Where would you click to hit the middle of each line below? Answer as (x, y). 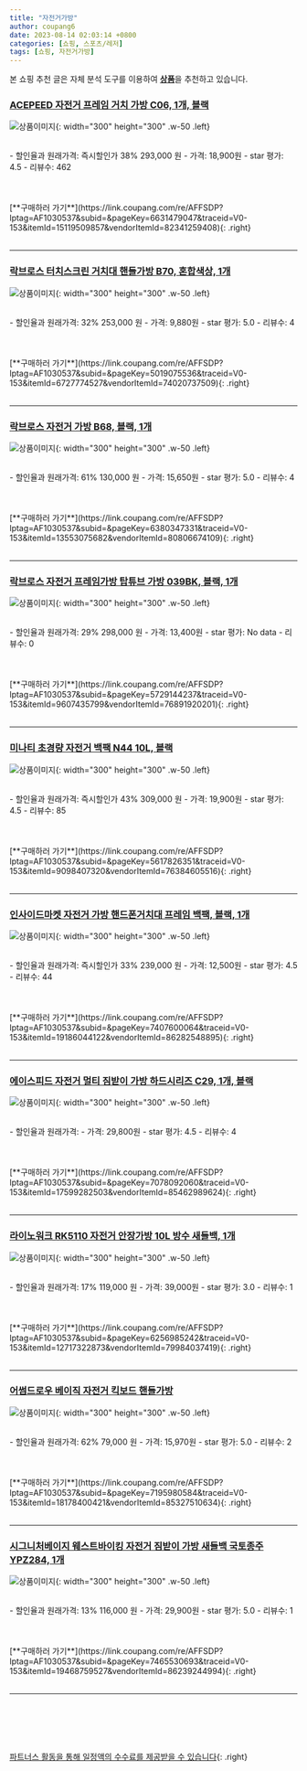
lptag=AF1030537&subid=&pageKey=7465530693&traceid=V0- (129, 1661)
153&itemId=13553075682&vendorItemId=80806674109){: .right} (132, 538)
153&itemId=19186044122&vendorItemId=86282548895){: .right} (132, 1037)
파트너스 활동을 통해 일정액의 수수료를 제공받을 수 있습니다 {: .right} (129, 1757)
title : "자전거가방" (44, 18)
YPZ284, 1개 (37, 1560)
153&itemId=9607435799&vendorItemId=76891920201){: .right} (129, 704)
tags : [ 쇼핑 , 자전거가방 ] (52, 52)
